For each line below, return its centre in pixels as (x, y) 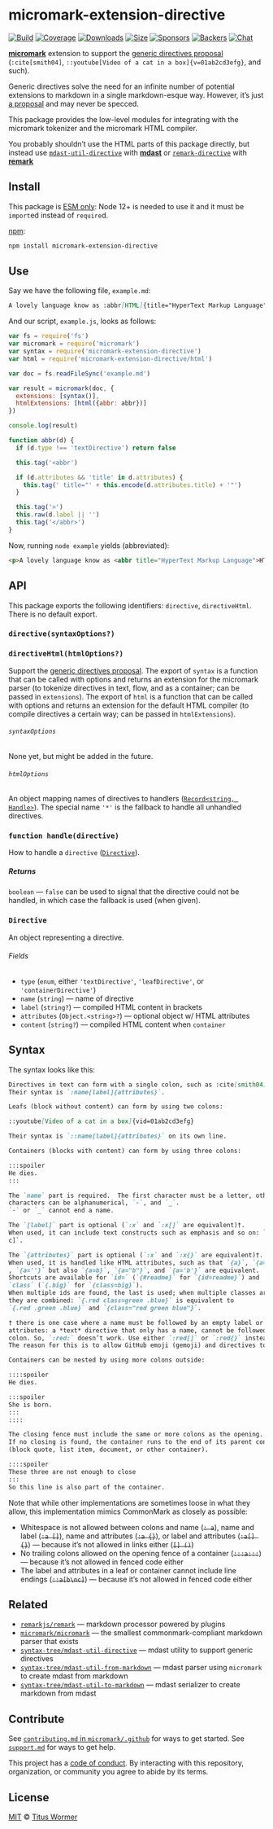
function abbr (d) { (41, 441)
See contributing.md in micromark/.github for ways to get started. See (127, 1739)
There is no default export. (53, 614)
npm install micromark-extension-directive (83, 246)
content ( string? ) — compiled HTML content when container (123, 1024)
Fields (19, 956)
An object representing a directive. (66, 937)
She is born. (30, 1405)
